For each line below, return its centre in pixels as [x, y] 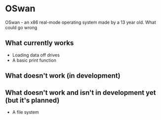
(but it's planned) [32, 100]
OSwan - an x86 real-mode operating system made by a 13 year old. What [81, 22]
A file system [25, 112]
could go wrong [21, 27]
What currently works [40, 43]
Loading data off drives [36, 55]
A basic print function [34, 60]
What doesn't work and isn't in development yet [80, 93]
